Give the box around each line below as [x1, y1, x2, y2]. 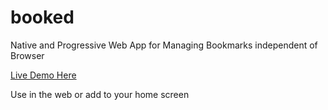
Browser [10, 49, 45, 61]
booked [10, 6, 75, 29]
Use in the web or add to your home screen [10, 88, 190, 100]
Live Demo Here [10, 69, 77, 81]
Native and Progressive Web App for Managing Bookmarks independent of [10, 39, 318, 51]
